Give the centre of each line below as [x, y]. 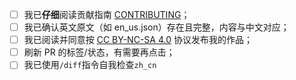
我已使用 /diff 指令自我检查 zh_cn [90, 65]
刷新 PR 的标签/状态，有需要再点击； [99, 52]
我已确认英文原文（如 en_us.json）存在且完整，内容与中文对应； [156, 27]
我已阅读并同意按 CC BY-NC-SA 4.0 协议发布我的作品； [138, 40]
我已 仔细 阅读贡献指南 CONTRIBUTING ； [107, 14]
